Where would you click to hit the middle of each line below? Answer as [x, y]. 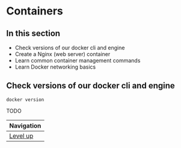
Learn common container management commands [78, 60]
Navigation [25, 126]
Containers [35, 11]
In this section [33, 33]
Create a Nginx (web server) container [63, 54]
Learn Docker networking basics [55, 67]
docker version [25, 100]
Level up [21, 135]
